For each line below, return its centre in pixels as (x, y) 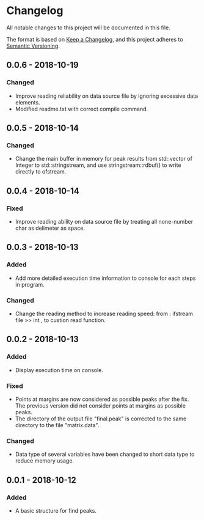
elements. (28, 102)
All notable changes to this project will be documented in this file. (89, 27)
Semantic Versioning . (33, 46)
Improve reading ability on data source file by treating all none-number (104, 222)
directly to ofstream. (41, 172)
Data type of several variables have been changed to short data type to (105, 454)
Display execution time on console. (59, 370)
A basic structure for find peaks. (56, 510)
